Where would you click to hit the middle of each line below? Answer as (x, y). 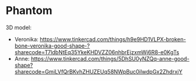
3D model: (19, 27)
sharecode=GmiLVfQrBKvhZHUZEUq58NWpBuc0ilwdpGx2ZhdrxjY (99, 71)
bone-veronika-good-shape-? (52, 46)
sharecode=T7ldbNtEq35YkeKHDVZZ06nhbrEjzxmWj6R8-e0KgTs (97, 52)
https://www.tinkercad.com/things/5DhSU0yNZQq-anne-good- (110, 58)
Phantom (29, 11)
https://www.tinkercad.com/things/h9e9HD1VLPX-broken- (113, 39)
